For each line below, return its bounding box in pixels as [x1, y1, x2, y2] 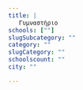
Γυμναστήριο [18, 19, 58, 27]
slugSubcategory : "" [8, 33, 77, 42]
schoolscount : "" [8, 56, 66, 64]
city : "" [8, 63, 37, 71]
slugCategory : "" [8, 48, 66, 56]
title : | [8, 11, 37, 20]
